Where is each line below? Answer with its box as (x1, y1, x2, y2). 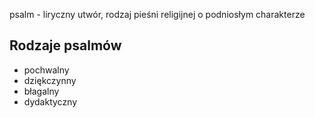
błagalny (23, 85, 60, 97)
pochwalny (23, 64, 70, 76)
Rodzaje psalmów (9, 37, 122, 54)
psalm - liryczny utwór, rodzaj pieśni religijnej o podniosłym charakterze (9, 9, 306, 20)
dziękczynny (23, 74, 77, 86)
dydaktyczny (23, 95, 78, 108)
